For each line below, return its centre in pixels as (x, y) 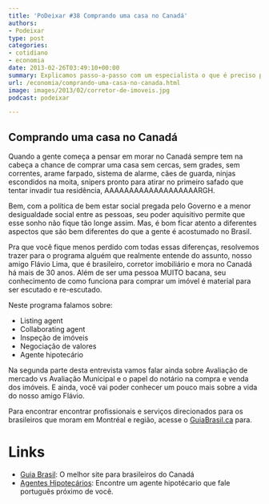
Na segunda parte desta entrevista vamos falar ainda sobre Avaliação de (128, 370)
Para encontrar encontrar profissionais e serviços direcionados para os (126, 411)
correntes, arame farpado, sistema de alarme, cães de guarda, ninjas (122, 174)
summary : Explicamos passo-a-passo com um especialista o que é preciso (132, 75)
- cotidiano (28, 53)
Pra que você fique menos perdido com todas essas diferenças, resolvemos (134, 247)
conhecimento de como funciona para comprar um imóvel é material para (130, 281)
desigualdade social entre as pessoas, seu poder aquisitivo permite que (127, 215)
